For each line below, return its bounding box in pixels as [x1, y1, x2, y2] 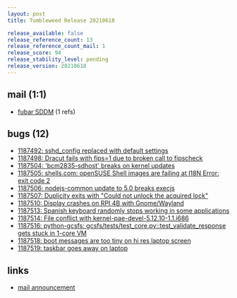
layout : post [7, 10, 46, 18]
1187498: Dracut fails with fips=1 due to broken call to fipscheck [17, 154, 203, 162]
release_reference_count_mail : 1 [7, 43, 106, 50]
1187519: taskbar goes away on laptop [17, 244, 128, 253]
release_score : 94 [7, 49, 61, 56]
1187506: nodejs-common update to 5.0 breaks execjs [17, 184, 175, 193]
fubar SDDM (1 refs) [17, 107, 76, 116]
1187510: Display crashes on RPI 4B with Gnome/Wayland [17, 199, 185, 208]
